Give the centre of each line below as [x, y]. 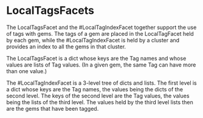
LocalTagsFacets [50, 11]
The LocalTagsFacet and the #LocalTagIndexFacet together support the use [101, 27]
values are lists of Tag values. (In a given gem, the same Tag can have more [101, 65]
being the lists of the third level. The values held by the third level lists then [100, 102]
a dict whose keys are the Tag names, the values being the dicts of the [95, 89]
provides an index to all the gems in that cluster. [66, 47]
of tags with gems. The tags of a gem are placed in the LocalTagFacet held [100, 33]
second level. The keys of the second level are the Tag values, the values [98, 96]
